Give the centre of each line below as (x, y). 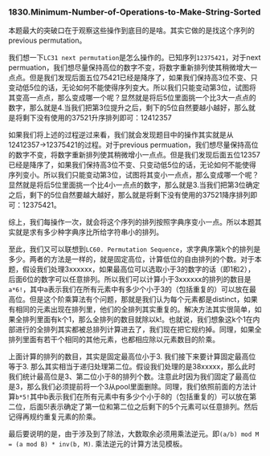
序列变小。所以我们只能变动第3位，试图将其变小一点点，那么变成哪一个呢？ (134, 175)
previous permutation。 (47, 41)
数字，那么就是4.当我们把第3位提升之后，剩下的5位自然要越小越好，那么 (129, 108)
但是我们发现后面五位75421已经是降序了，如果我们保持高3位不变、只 (144, 78)
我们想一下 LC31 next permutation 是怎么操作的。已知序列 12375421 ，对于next (135, 58)
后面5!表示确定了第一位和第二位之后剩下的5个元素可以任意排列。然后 (144, 407)
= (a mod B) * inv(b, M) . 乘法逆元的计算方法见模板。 (98, 444)
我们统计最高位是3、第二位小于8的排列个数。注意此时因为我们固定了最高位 (133, 377)
